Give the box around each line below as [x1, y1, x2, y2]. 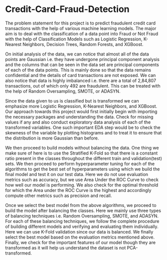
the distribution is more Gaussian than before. [5, 135, 99, 141]
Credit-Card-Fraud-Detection [5, 3, 130, 15]
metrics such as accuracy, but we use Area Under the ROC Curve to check [5, 176, 159, 182]
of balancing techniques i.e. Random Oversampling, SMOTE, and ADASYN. [5, 212, 159, 218]
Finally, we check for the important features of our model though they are [5, 239, 156, 245]
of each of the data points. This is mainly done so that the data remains [5, 66, 151, 73]
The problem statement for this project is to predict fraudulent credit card [5, 20, 156, 26]
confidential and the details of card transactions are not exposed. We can [5, 72, 156, 78]
